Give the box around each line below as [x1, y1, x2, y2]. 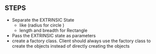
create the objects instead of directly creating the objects [11, 43, 130, 49]
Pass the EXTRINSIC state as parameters [11, 32, 96, 38]
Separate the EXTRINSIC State [11, 17, 74, 23]
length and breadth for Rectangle [19, 27, 88, 33]
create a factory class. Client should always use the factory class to [11, 38, 151, 44]
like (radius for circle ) [19, 22, 65, 28]
